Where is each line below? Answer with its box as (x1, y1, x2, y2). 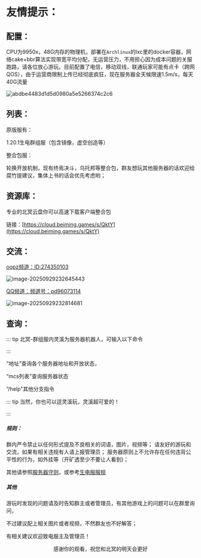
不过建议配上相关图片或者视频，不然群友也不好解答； (6, 520, 138, 527)
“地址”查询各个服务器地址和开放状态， (6, 360, 100, 367)
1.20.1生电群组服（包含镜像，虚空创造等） (6, 138, 109, 146)
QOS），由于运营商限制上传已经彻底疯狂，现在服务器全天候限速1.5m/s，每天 (6, 71, 193, 78)
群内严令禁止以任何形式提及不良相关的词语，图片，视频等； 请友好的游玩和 (6, 441, 191, 448)
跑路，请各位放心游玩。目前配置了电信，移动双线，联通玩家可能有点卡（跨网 (6, 64, 195, 70)
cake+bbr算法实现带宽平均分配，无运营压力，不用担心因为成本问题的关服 (11, 56, 193, 63)
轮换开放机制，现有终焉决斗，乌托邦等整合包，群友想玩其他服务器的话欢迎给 (6, 164, 195, 171)
